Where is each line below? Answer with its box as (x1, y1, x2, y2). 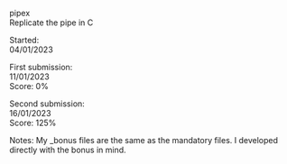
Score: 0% (9, 81, 50, 91)
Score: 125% (9, 117, 57, 128)
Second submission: (9, 98, 86, 109)
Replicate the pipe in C (9, 17, 94, 28)
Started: (9, 35, 40, 45)
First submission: (9, 62, 73, 72)
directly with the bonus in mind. (9, 144, 126, 155)
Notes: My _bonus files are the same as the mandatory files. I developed (9, 135, 278, 145)
